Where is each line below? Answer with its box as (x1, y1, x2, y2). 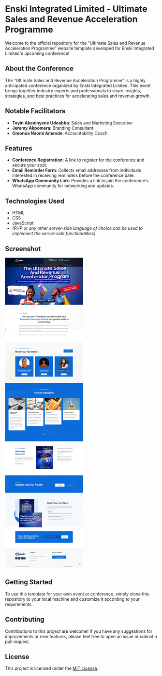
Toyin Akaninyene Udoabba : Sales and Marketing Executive (12, 120, 133, 126)
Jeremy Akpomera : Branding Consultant (12, 125, 93, 131)
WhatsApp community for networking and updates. (12, 183, 115, 189)
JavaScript (12, 220, 34, 226)
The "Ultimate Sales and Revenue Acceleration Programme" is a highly (5, 77, 146, 83)
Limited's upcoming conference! (5, 50, 70, 56)
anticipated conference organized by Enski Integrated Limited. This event (5, 83, 151, 88)
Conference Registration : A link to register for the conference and (12, 157, 145, 163)
